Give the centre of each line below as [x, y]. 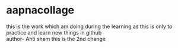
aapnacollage [40, 10]
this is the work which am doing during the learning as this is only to [89, 26]
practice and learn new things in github [54, 32]
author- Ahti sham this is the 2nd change [56, 39]
